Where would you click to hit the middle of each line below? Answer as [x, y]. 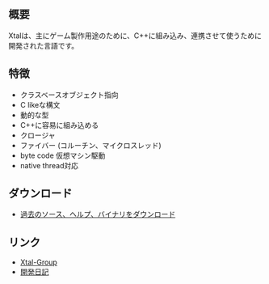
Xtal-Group [39, 262]
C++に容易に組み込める [59, 125]
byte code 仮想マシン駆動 [63, 155]
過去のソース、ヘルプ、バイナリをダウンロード [98, 214]
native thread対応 [49, 165]
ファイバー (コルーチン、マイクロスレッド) [90, 145]
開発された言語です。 [44, 45]
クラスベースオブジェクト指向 [69, 95]
